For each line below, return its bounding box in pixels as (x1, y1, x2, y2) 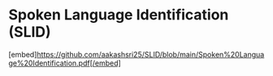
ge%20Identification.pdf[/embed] (8, 58, 122, 68)
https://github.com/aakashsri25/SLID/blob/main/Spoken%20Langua (36, 49, 265, 59)
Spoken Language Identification (8, 6, 229, 24)
